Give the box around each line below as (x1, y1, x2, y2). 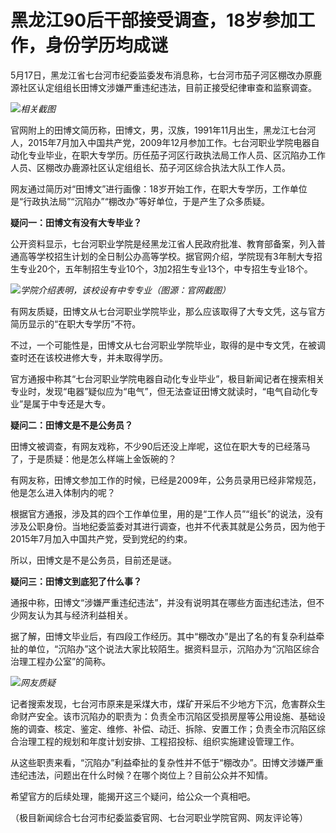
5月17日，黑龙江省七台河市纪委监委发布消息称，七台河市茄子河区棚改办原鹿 (10, 69, 322, 81)
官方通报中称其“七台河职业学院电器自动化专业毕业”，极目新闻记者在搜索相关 (10, 372, 325, 385)
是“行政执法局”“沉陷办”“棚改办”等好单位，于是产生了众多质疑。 (10, 195, 270, 207)
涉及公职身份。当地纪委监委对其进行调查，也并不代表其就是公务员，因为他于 (10, 520, 326, 532)
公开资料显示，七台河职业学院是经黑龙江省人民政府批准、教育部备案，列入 (10, 237, 317, 250)
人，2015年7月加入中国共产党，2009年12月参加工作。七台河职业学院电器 (10, 136, 312, 148)
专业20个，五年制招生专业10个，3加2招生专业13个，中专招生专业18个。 (18, 262, 313, 275)
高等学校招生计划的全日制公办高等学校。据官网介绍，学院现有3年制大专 (18, 250, 314, 262)
